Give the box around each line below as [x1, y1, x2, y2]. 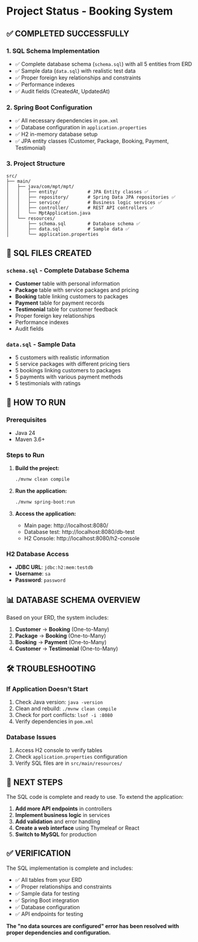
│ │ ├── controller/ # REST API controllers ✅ [6, 205, 154, 211]
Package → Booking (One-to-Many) [15, 632, 107, 639]
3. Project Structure [6, 160, 65, 168]
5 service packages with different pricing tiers [15, 360, 130, 368]
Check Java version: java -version [15, 698, 103, 705]
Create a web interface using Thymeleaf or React [15, 824, 140, 832]
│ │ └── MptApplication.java [6, 210, 91, 217]
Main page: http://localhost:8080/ [24, 522, 109, 529]
